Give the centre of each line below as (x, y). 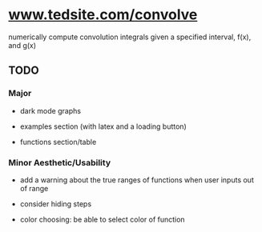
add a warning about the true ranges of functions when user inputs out (137, 180)
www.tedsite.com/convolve (103, 15)
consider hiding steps (56, 204)
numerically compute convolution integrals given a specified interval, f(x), (130, 37)
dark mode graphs (50, 110)
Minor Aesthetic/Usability (59, 162)
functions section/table (58, 142)
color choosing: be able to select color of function (103, 219)
